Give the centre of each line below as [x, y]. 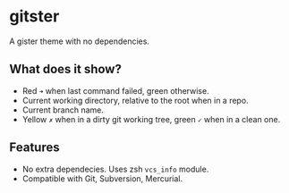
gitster [34, 17]
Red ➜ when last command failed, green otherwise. [115, 90]
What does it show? [66, 69]
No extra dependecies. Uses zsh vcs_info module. [115, 169]
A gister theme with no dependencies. [80, 41]
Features [34, 148]
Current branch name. [63, 110]
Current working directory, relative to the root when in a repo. [135, 100]
